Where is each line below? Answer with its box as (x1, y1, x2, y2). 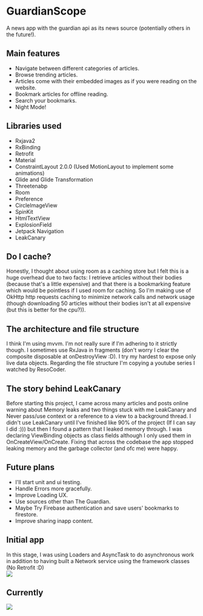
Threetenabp (15, 182, 48, 190)
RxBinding (15, 143, 41, 151)
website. (15, 84, 37, 91)
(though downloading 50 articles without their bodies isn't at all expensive (6, 299, 191, 307)
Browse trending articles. (15, 71, 78, 78)
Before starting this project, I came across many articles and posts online (6, 400, 189, 406)
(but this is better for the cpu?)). (6, 306, 86, 313)
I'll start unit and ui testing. (15, 478, 82, 485)
